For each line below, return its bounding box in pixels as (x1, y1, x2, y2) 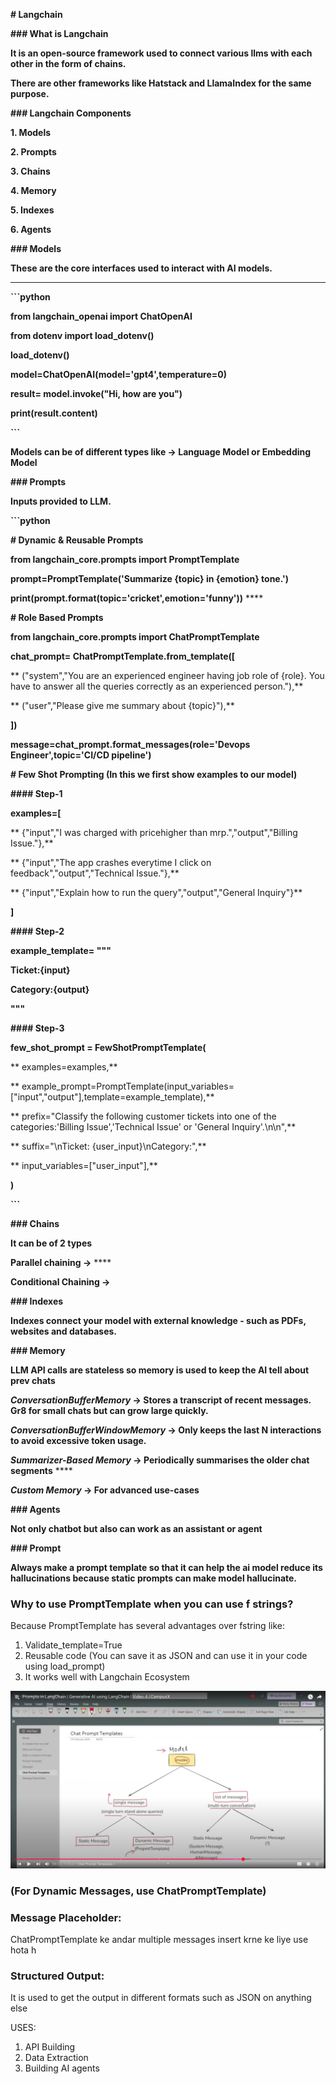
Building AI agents (24, 2062, 100, 2074)
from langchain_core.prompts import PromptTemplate (10, 554, 240, 565)
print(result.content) (10, 407, 98, 419)
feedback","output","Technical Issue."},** (10, 867, 180, 879)
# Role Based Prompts (10, 612, 104, 623)
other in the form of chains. (10, 58, 127, 69)
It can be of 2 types (10, 1237, 93, 1249)
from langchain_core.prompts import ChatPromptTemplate (10, 631, 260, 643)
